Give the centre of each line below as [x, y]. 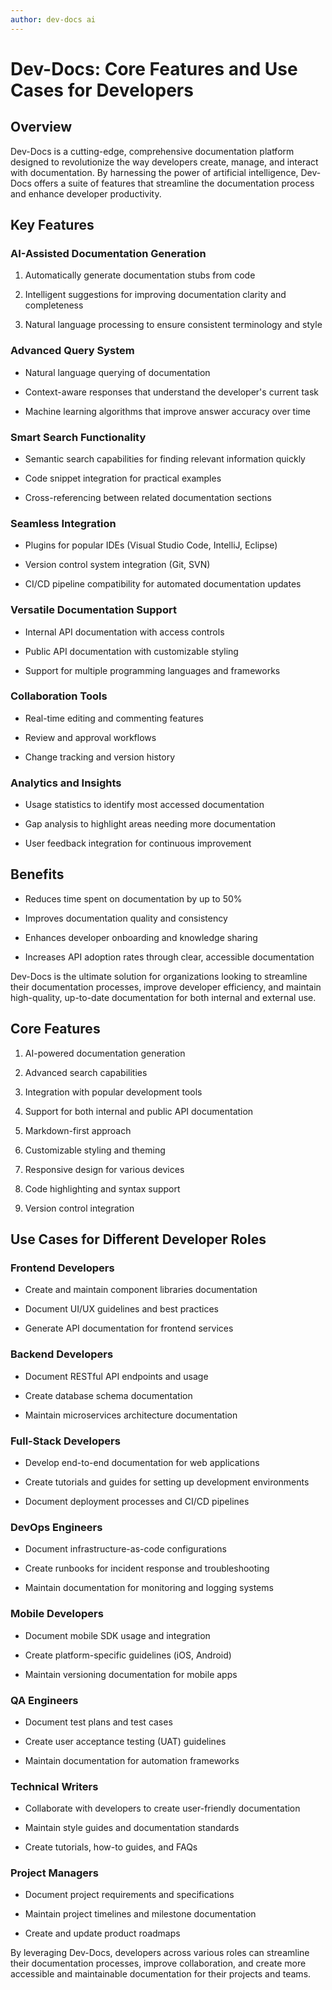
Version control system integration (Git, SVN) [117, 565]
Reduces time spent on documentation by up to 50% [133, 898]
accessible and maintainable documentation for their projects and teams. [161, 1974]
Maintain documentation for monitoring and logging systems [149, 1588]
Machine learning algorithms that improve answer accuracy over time [168, 411]
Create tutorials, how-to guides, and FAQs [111, 1847]
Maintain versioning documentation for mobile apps [131, 1674]
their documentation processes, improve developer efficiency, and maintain [166, 987]
